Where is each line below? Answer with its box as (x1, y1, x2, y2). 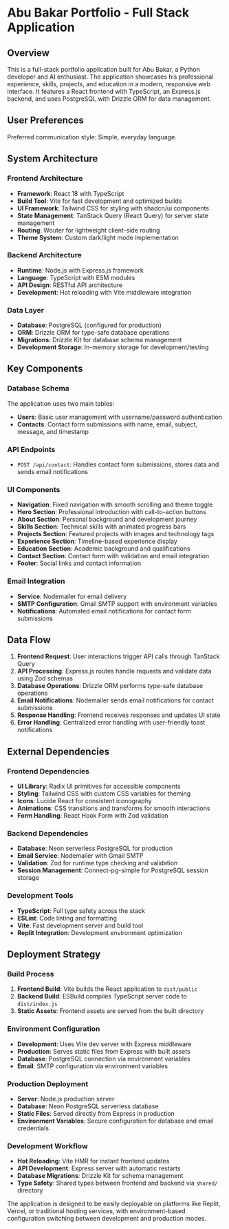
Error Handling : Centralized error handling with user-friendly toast (17, 718, 206, 727)
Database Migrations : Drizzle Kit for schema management (17, 1172, 184, 1180)
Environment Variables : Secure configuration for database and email (17, 1117, 214, 1125)
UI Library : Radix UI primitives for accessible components (17, 782, 181, 791)
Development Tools (7, 891, 74, 901)
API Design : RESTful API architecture (17, 281, 122, 289)
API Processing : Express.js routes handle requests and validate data (17, 667, 212, 676)
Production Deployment (7, 1079, 89, 1088)
